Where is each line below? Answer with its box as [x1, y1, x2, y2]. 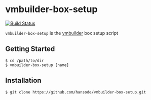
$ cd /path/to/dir [5, 58, 44, 63]
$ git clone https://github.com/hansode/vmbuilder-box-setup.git [5, 89, 146, 94]
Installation [5, 76, 42, 85]
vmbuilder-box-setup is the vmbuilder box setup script [5, 30, 118, 36]
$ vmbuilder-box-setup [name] [5, 62, 69, 68]
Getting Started [5, 44, 55, 54]
